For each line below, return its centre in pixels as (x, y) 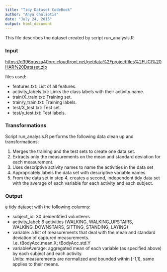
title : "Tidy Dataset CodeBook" (39, 10)
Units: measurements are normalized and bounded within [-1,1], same (83, 259)
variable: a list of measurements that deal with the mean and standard (84, 233)
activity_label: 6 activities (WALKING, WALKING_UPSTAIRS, (73, 222)
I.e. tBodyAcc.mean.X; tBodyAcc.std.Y (51, 243)
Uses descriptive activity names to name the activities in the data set (83, 167)
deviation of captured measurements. (51, 238)
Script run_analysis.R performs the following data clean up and (69, 136)
